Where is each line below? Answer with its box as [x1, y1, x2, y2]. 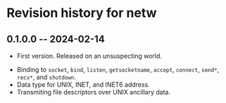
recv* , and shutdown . [16, 73, 77, 81]
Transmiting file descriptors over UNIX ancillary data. [16, 88, 170, 96]
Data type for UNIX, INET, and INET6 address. [16, 80, 151, 89]
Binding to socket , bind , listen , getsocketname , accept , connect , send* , [16, 66, 220, 73]
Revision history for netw [6, 5, 157, 21]
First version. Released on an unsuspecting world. [16, 51, 163, 60]
